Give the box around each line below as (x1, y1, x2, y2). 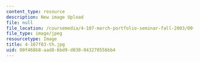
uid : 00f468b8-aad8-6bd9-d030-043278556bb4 (6, 47, 116, 53)
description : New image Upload (6, 14, 84, 20)
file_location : (6, 25, 44, 31)
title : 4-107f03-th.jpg (6, 42, 65, 48)
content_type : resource (6, 8, 65, 15)
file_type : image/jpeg (6, 31, 62, 37)
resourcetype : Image (6, 36, 58, 42)
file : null (6, 19, 33, 25)
